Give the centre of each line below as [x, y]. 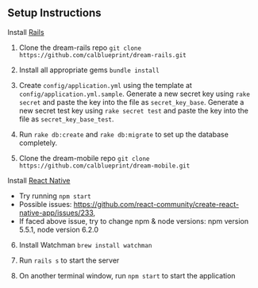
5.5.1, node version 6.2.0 [59, 229]
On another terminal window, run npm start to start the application [127, 275]
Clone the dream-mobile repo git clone [84, 158]
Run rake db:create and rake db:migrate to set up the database [124, 134]
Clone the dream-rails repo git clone [80, 48]
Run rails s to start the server [69, 260]
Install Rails [26, 32]
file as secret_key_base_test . [66, 119]
